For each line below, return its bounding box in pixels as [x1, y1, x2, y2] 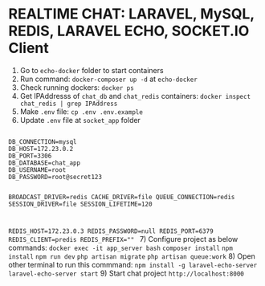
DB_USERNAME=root [8, 165, 67, 174]
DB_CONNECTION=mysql [8, 137, 78, 145]
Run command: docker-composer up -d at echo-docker [19, 74, 198, 84]
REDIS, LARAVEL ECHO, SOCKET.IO [8, 22, 250, 40]
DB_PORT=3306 [8, 152, 52, 160]
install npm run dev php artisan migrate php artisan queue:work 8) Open [8, 251, 255, 261]
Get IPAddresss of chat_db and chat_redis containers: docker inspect [19, 91, 251, 100]
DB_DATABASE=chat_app [8, 158, 81, 167]
